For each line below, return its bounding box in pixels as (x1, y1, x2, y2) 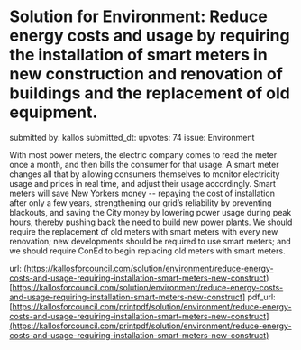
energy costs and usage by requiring (9, 25, 290, 46)
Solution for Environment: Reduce (9, 6, 268, 27)
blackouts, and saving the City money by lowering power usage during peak (9, 207, 292, 217)
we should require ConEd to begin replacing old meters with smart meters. (9, 245, 286, 256)
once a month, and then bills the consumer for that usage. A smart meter (9, 159, 279, 170)
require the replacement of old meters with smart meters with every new (9, 226, 278, 236)
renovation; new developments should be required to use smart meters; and (9, 235, 291, 246)
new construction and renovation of (9, 64, 284, 85)
